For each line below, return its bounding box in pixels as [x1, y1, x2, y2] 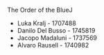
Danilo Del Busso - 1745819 [17, 27, 96, 34]
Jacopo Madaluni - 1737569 [17, 34, 98, 42]
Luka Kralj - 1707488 [17, 19, 76, 27]
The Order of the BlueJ [7, 6, 73, 14]
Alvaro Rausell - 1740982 [17, 41, 89, 49]
